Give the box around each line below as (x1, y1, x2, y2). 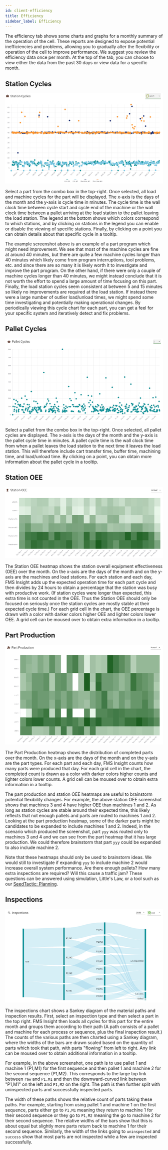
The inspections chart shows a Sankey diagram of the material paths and (5, 1008, 156, 1014)
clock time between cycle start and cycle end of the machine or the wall (5, 204, 153, 210)
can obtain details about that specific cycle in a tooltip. (5, 231, 118, 237)
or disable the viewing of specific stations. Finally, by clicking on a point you (5, 226, 162, 232)
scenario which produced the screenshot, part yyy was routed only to (5, 828, 148, 834)
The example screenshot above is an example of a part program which (5, 241, 151, 247)
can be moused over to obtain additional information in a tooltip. (5, 1050, 137, 1056)
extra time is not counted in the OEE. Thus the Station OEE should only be (5, 595, 157, 601)
